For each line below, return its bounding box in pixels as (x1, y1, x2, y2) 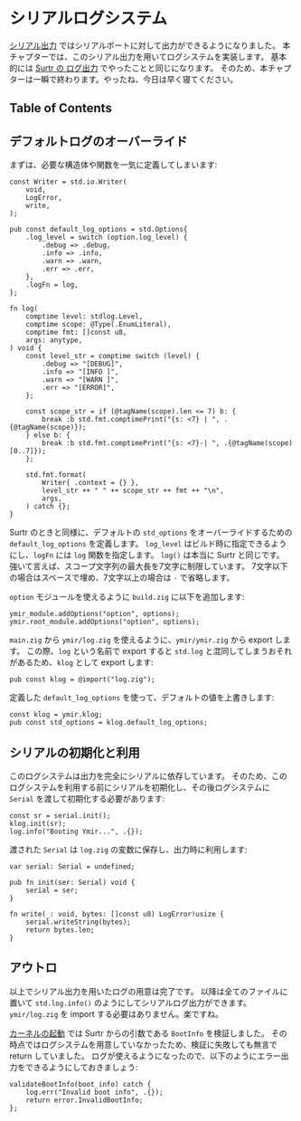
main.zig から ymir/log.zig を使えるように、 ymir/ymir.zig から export (9, 634, 273, 645)
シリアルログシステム (9, 8, 167, 29)
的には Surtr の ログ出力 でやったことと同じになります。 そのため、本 (9, 62, 268, 73)
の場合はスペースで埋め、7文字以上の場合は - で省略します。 (9, 572, 235, 584)
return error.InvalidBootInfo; (25, 1096, 144, 1105)
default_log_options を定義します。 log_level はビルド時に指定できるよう (9, 538, 287, 549)
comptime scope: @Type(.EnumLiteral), (25, 320, 172, 329)
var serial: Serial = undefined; (9, 861, 136, 871)
